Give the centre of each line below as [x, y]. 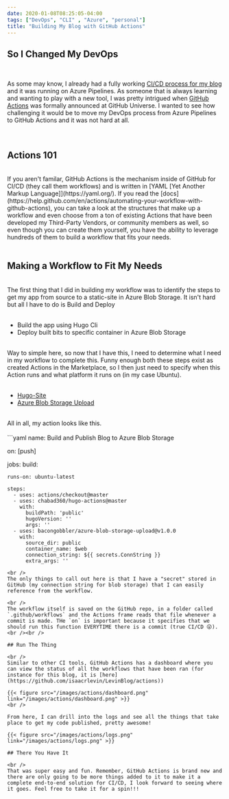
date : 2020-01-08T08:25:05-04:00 [55, 13]
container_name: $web [56, 549]
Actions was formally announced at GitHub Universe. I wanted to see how [111, 106]
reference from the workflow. [50, 591]
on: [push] [22, 451]
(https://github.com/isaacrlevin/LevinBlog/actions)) [86, 681]
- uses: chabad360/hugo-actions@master [70, 501]
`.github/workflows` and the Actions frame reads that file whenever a [111, 615]
